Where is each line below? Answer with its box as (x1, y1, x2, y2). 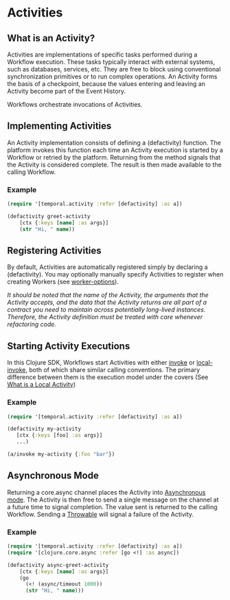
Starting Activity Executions (7, 340, 130, 352)
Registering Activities (7, 245, 102, 256)
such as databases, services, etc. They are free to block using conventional (7, 65, 221, 73)
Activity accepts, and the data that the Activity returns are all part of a (7, 298, 207, 307)
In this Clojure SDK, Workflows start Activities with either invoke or (7, 358, 196, 367)
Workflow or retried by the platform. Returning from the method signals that (7, 153, 221, 161)
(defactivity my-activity (7, 425, 81, 433)
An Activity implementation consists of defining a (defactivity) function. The (7, 138, 221, 147)
